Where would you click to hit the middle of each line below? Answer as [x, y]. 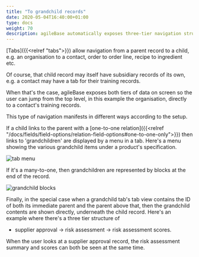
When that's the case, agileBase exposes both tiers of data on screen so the [99, 93]
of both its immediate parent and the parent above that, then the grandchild [98, 206]
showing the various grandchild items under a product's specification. [92, 147]
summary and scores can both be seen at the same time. [76, 248]
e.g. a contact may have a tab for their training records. [73, 81]
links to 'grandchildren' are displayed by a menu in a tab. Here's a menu [94, 141]
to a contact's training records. [44, 105]
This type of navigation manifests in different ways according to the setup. [97, 117]
